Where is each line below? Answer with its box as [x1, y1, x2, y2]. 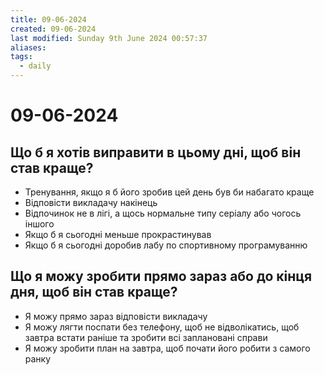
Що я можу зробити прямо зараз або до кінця [10, 268, 313, 285]
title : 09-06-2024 [10, 14, 87, 25]
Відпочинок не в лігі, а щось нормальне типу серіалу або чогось [24, 207, 302, 219]
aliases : [10, 42, 47, 53]
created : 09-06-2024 [10, 24, 97, 34]
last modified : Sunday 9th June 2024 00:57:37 [10, 33, 208, 43]
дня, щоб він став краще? [10, 284, 178, 301]
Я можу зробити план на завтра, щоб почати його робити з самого [24, 342, 311, 354]
